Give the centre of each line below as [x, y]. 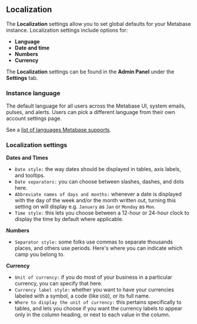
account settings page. [34, 118]
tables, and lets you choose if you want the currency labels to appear [98, 309]
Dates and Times [27, 158]
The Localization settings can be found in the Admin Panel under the [90, 71]
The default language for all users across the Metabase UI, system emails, [96, 106]
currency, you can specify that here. [59, 283]
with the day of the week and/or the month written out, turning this [95, 201]
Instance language [33, 93]
